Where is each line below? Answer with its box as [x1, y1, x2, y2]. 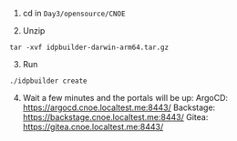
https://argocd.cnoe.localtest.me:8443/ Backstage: [22, 102, 216, 113]
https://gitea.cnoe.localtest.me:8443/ [22, 122, 164, 132]
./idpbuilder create [9, 76, 88, 86]
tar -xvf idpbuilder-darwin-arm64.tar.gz [9, 43, 170, 52]
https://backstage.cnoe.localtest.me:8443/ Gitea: [22, 112, 209, 122]
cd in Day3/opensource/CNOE [22, 8, 126, 18]
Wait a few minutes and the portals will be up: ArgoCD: [22, 93, 229, 103]
